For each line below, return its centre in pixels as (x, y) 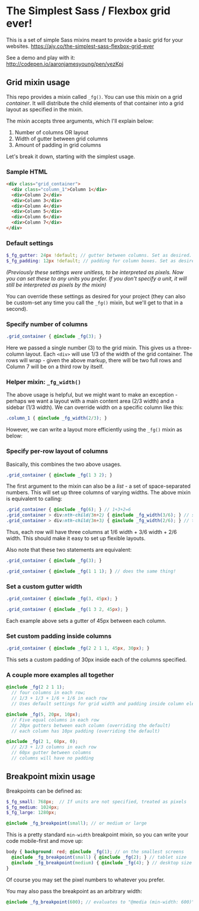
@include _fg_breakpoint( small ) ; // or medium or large (76, 823)
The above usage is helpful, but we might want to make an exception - (92, 395)
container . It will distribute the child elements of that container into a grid (95, 103)
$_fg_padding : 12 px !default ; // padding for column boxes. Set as (91, 261)
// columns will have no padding (53, 758)
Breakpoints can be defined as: (44, 791)
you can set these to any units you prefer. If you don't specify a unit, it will (97, 278)
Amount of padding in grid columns (58, 145)
